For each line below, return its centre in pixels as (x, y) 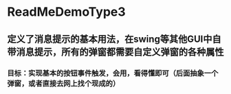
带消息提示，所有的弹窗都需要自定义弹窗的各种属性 (115, 52)
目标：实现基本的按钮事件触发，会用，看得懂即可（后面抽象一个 (113, 73)
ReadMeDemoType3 (66, 12)
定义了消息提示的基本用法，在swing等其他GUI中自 (114, 39)
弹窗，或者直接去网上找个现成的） (64, 83)
